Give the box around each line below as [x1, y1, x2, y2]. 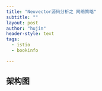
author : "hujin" [6, 25, 46, 32]
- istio [11, 42, 31, 48]
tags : [6, 36, 20, 42]
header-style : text [6, 31, 55, 37]
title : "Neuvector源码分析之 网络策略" [6, 8, 97, 15]
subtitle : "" [6, 14, 39, 20]
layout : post [6, 20, 39, 26]
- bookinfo [11, 48, 39, 54]
